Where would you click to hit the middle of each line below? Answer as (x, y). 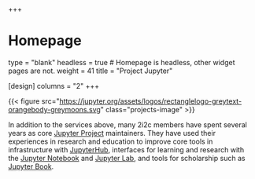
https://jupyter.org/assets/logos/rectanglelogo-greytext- (150, 101)
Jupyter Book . (31, 166)
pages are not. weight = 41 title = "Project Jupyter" (91, 71)
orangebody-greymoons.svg (54, 109)
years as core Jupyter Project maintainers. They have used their (112, 133)
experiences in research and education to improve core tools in (111, 141)
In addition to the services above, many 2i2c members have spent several (128, 124)
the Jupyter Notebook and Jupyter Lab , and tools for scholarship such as (127, 158)
